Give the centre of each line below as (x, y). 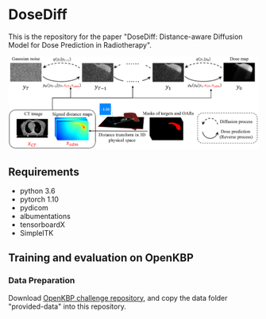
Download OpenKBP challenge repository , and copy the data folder (118, 298)
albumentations (45, 216)
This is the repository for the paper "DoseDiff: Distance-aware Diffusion (126, 37)
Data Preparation (42, 281)
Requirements (44, 172)
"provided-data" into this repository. (67, 306)
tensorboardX (42, 225)
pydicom (34, 207)
